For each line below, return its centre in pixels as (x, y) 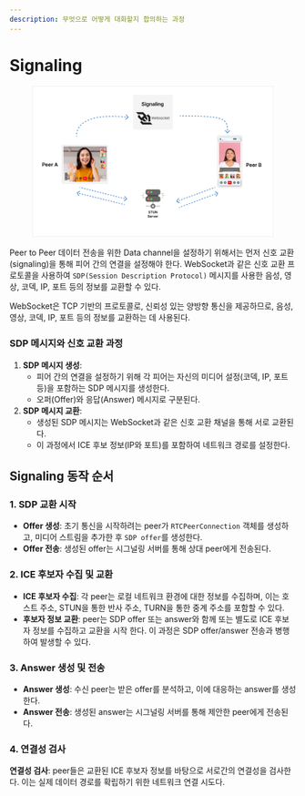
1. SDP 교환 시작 (43, 504)
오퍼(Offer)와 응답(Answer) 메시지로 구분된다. (118, 399)
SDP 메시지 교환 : (52, 411)
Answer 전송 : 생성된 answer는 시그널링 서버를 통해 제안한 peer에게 (143, 711)
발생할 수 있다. (65, 641)
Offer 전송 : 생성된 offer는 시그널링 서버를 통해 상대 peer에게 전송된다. (147, 549)
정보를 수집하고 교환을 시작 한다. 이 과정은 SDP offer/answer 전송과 (152, 630)
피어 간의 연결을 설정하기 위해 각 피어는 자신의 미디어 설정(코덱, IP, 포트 (162, 376)
